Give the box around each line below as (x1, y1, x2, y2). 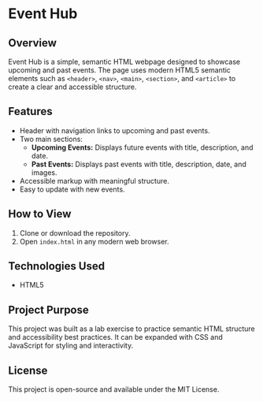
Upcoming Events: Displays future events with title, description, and (31, 143, 254, 152)
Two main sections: (19, 134, 83, 143)
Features (8, 105, 53, 118)
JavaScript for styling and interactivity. (8, 341, 134, 351)
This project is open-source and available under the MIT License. (8, 385, 220, 394)
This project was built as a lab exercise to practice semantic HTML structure (8, 324, 256, 333)
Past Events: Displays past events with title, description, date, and (31, 159, 246, 169)
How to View (8, 207, 72, 221)
